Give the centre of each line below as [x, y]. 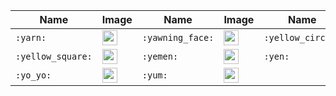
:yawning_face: [178, 37]
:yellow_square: [54, 56]
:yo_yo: [33, 75]
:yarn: [31, 37]
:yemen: [160, 56]
